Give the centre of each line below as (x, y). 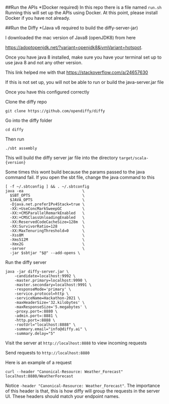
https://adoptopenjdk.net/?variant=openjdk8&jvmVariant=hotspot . (74, 47)
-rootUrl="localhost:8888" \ (45, 325)
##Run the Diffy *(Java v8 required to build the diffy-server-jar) (72, 28)
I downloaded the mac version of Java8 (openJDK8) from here (71, 38)
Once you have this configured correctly (47, 92)
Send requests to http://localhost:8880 (48, 353)
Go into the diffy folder (29, 120)
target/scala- (134, 158)
